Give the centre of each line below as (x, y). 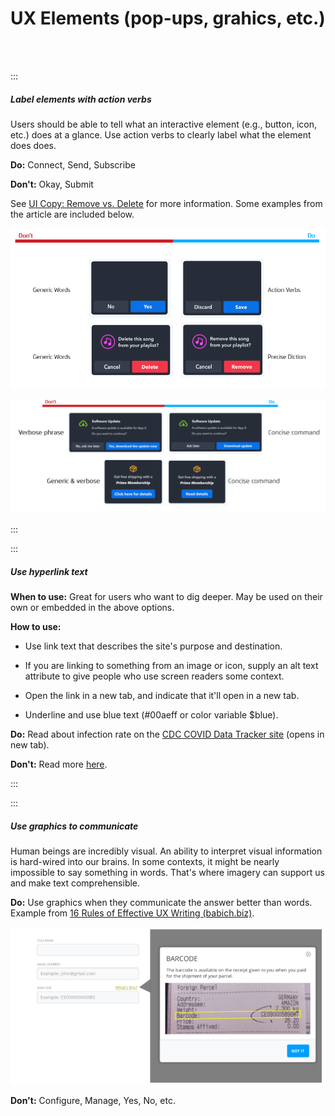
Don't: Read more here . (59, 764)
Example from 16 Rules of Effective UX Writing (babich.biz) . (132, 913)
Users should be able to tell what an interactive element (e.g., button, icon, (164, 124)
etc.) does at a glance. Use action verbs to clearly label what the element (161, 134)
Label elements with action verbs (81, 99)
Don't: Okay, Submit (52, 184)
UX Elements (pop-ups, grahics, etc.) (168, 18)
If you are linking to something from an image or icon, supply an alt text (171, 666)
